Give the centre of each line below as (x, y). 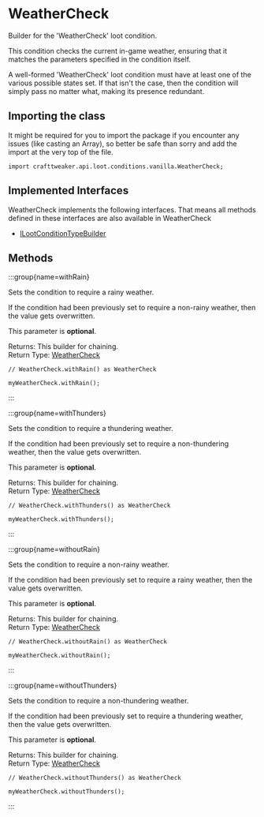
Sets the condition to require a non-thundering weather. (99, 701)
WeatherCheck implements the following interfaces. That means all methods (132, 209)
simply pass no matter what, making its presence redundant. (106, 91)
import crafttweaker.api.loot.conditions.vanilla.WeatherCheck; (116, 167)
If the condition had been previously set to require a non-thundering (119, 444)
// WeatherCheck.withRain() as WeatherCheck (82, 369)
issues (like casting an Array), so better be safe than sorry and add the (123, 144)
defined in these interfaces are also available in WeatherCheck (110, 218)
